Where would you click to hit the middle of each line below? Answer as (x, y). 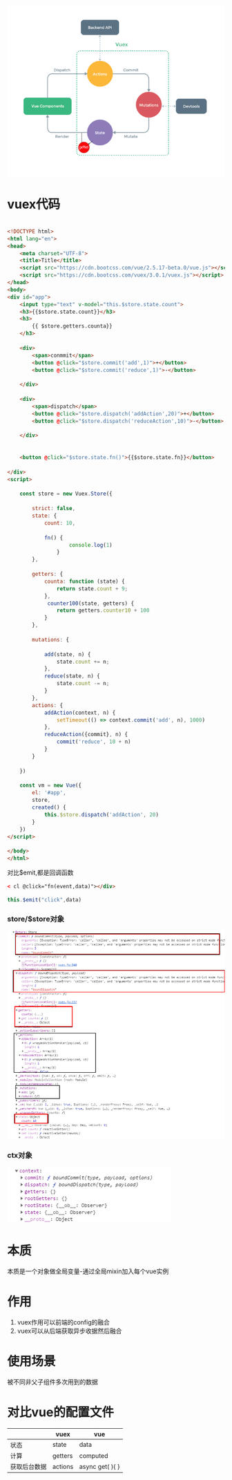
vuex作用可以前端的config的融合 (64, 1322)
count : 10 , (60, 523)
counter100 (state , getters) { (91, 603)
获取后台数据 (28, 1467)
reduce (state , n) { (72, 676)
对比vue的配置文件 (60, 1413)
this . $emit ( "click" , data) (44, 900)
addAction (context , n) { (80, 713)
